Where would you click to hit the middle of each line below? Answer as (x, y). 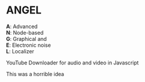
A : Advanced (22, 26)
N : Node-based (25, 32)
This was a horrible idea (35, 74)
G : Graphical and (26, 39)
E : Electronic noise (28, 45)
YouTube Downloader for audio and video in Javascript (72, 63)
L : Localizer (20, 51)
